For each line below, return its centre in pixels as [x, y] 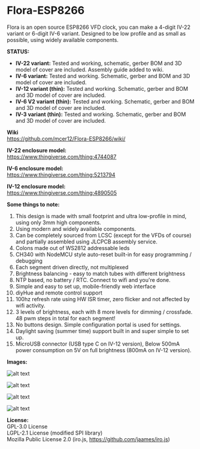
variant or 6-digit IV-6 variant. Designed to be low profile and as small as [96, 33]
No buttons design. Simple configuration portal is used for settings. [98, 325]
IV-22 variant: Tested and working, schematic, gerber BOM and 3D [99, 63]
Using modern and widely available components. [76, 228]
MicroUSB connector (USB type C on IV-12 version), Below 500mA [98, 344]
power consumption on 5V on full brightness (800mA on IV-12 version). [103, 350]
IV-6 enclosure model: [35, 168]
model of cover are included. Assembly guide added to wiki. [90, 69]
